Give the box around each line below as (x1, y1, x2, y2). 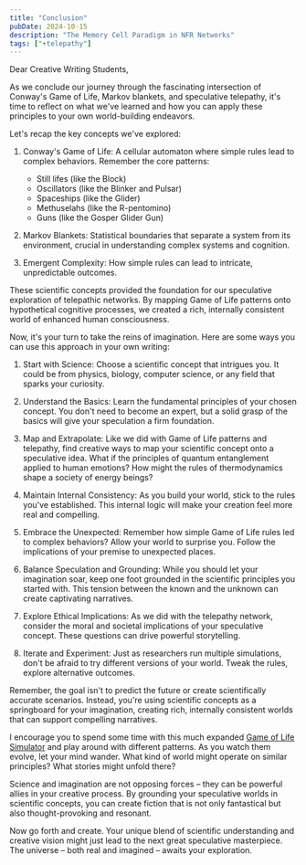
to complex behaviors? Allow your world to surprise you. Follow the (22, 536, 276, 548)
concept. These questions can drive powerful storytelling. (22, 630, 241, 641)
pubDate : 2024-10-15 (9, 22, 89, 31)
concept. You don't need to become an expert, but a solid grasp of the (22, 406, 288, 417)
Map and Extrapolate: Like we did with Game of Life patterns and (22, 433, 268, 444)
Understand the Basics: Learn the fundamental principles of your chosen (22, 396, 297, 407)
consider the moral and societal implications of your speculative (22, 620, 264, 631)
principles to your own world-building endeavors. (9, 111, 195, 121)
